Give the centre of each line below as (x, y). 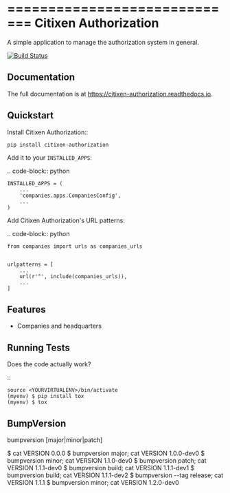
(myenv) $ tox (27, 402)
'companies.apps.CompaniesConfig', (70, 196)
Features (26, 310)
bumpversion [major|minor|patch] (55, 440)
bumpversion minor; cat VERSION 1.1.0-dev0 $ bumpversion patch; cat (107, 461)
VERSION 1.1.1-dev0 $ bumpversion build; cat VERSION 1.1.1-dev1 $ (101, 468)
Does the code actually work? (49, 364)
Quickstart (31, 115)
